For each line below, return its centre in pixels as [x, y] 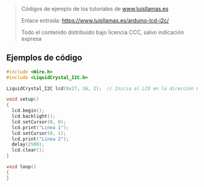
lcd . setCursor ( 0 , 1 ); [39, 133]
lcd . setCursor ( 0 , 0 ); [39, 122]
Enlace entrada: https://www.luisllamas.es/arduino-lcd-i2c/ [95, 20]
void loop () [21, 167]
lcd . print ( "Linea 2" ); [40, 139]
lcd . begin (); [28, 111]
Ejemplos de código [44, 58]
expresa [31, 39]
